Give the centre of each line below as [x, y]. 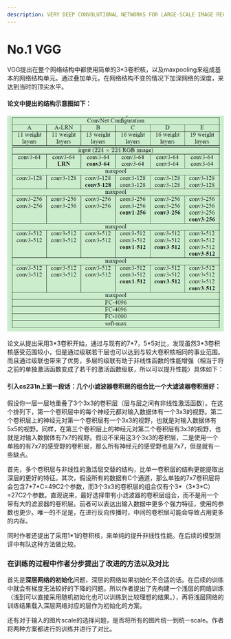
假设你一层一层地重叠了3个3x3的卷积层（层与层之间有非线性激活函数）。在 [112, 403]
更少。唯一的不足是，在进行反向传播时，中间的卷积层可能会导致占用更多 [121, 512]
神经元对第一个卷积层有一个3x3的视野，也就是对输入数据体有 [130, 420]
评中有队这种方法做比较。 [43, 544]
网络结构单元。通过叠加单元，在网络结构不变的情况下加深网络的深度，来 [121, 78]
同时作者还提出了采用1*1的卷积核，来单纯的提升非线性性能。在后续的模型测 [114, 535]
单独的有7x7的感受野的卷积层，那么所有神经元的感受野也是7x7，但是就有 [111, 446]
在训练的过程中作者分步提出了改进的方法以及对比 [88, 563]
